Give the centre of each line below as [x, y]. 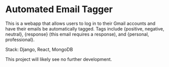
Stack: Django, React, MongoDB [39, 49]
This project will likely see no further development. [59, 59]
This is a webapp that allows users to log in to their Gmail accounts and [80, 23]
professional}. [20, 40]
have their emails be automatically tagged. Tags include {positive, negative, [85, 28]
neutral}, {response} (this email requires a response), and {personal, [77, 34]
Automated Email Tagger [59, 9]
